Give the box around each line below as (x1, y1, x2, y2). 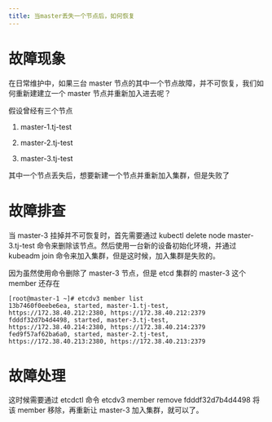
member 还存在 (8, 278, 60, 288)
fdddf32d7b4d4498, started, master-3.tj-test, (8, 315, 169, 324)
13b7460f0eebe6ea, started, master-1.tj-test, (8, 301, 169, 310)
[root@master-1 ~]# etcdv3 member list (8, 294, 144, 302)
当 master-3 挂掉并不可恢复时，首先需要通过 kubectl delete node (8, 230, 226, 240)
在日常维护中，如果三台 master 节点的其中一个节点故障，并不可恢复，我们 (8, 78, 257, 88)
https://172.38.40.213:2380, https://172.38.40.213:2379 (8, 337, 206, 345)
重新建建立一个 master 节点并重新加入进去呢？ (15, 88, 172, 98)
